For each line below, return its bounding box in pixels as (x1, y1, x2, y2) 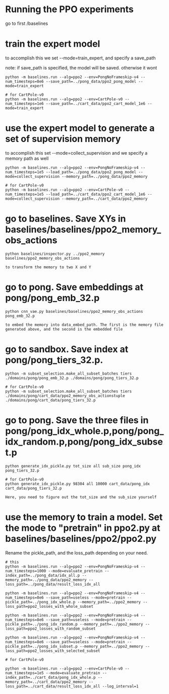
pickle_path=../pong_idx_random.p (5, 622, 78, 627)
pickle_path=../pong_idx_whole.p (5, 599, 76, 604)
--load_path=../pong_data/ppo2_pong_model (45, 169, 137, 174)
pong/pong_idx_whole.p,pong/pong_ (5, 425, 164, 436)
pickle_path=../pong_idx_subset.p (5, 644, 78, 649)
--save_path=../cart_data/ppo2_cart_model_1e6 (45, 101, 145, 106)
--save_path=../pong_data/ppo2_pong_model (45, 79, 137, 84)
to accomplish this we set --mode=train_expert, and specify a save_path (5, 55, 156, 61)
